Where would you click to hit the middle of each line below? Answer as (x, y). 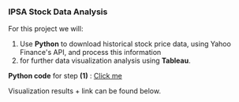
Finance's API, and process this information (90, 53)
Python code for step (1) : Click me (65, 76)
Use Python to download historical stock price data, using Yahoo (125, 44)
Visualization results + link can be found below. (85, 91)
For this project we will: (46, 29)
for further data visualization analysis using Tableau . (105, 60)
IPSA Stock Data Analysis (58, 12)
